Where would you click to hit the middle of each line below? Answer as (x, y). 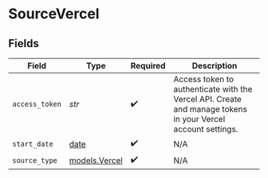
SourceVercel (54, 14)
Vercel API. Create (207, 99)
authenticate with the (213, 89)
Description (215, 66)
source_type (35, 160)
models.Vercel (96, 160)
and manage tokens (210, 109)
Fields (24, 44)
